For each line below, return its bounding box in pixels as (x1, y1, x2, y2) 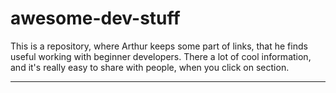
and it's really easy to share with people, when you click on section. (10, 61, 290, 73)
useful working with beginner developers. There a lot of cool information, (10, 50, 312, 62)
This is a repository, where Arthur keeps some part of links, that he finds (10, 40, 308, 52)
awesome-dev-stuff (10, 7, 181, 30)
